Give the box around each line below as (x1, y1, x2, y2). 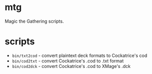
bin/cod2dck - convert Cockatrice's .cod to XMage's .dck (12, 63, 131, 69)
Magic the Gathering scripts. (5, 18, 64, 24)
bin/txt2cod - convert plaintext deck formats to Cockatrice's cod (12, 52, 147, 58)
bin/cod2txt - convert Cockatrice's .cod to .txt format (12, 57, 124, 64)
